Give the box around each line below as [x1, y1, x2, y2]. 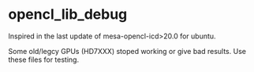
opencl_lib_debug [8, 5, 128, 23]
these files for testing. [8, 55, 80, 64]
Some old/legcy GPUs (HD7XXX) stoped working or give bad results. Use [8, 46, 247, 56]
